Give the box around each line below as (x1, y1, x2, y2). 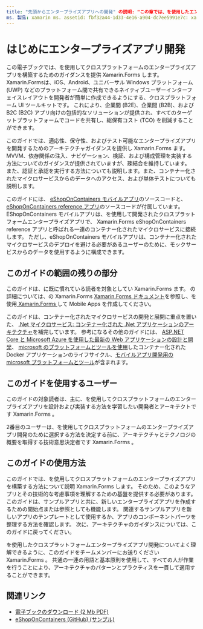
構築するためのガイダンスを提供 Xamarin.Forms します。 (22, 71, 163, 79)
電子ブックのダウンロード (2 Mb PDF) (14, 608, 109, 615)
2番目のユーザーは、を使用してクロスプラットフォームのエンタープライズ (6, 424, 189, 431)
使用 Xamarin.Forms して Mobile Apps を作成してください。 (6, 301, 155, 308)
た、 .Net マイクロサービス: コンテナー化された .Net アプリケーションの (6, 321, 184, 328)
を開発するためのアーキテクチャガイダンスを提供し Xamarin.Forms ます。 (6, 145, 188, 152)
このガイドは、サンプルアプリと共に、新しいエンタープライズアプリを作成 (6, 498, 191, 505)
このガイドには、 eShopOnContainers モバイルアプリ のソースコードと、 (6, 195, 186, 203)
